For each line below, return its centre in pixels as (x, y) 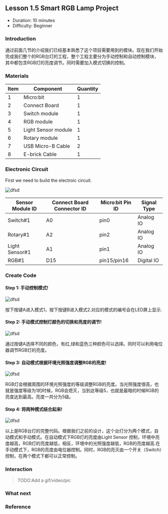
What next (18, 493)
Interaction (19, 469)
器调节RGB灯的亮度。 (27, 350)
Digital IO (148, 260)
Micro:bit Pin (116, 202)
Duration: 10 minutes (33, 20)
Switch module (41, 114)
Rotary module (41, 138)
